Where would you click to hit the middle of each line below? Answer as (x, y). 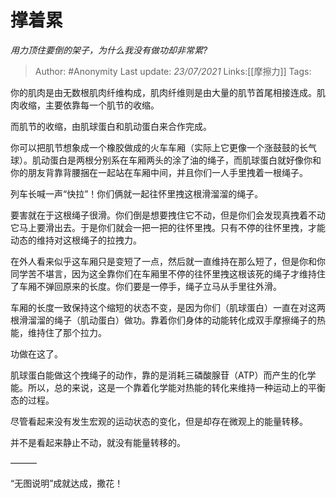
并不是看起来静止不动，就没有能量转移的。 (98, 442)
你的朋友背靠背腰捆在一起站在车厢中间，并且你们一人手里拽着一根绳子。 (159, 172)
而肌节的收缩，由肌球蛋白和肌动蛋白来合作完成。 (111, 126)
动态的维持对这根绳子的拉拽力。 (76, 240)
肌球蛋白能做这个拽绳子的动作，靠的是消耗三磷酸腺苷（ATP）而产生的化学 (163, 375)
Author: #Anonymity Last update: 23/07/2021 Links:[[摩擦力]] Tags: (173, 71)
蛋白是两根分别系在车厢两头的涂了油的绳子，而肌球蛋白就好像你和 (185, 160)
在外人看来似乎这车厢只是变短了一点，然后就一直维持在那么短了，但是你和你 (168, 261)
